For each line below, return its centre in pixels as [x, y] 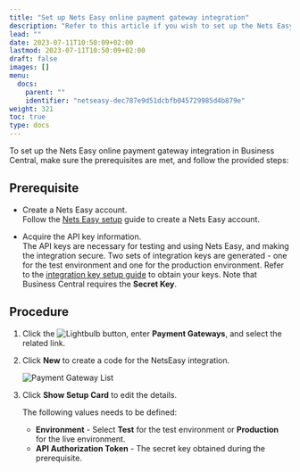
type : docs [29, 126]
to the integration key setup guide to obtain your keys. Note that [139, 274]
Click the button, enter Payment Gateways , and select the [152, 333]
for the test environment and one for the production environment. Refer [153, 265]
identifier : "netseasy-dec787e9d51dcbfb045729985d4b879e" [135, 100]
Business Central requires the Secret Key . [99, 284]
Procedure [39, 312]
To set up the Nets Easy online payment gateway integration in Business [142, 151]
